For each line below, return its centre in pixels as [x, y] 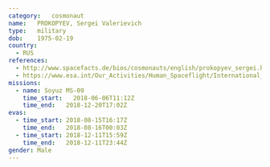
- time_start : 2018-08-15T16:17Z [72, 120]
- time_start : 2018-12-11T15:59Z [72, 135]
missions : [25, 83]
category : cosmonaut [46, 16]
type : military [37, 31]
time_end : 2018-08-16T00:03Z [75, 128]
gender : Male [30, 150]
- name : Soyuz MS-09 [50, 90]
